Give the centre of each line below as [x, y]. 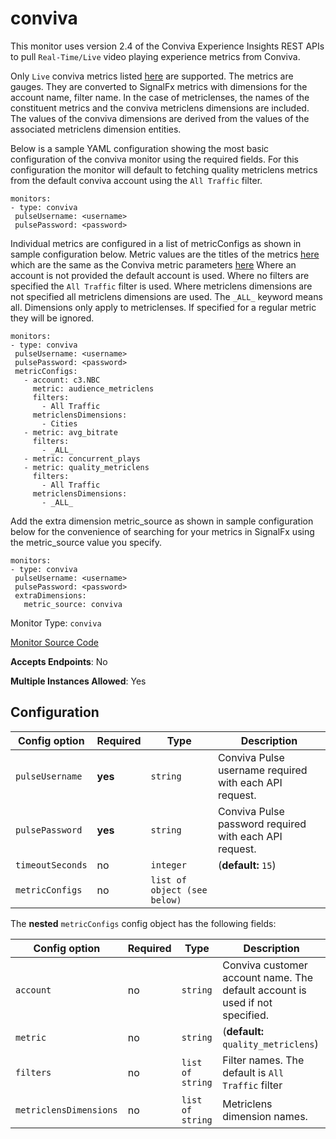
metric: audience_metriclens [93, 388]
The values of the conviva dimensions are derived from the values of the [160, 118]
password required [262, 824]
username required [262, 770]
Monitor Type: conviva [56, 623]
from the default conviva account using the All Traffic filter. [136, 180]
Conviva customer [265, 965]
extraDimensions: [50, 595]
